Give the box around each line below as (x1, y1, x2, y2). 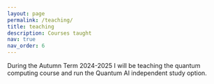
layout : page (7, 10, 45, 17)
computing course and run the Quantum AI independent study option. (7, 69, 207, 77)
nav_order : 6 (7, 42, 45, 49)
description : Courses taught (7, 29, 92, 37)
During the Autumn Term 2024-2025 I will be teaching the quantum (7, 62, 201, 69)
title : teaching (7, 23, 54, 30)
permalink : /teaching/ (7, 17, 73, 24)
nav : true (7, 36, 36, 43)
